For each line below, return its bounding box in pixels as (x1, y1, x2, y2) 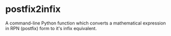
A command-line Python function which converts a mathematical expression (5, 20, 166, 26)
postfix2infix (5, 3, 61, 15)
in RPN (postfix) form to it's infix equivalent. (5, 25, 97, 31)
